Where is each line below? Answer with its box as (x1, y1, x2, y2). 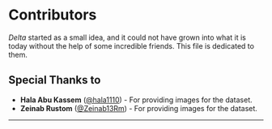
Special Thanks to (8, 73, 101, 87)
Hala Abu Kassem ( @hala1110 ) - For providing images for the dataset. (19, 95, 253, 105)
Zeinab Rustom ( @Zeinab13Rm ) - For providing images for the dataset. (19, 103, 257, 113)
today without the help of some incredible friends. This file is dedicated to (8, 41, 255, 50)
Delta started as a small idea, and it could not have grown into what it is (8, 32, 247, 42)
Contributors (8, 6, 97, 24)
